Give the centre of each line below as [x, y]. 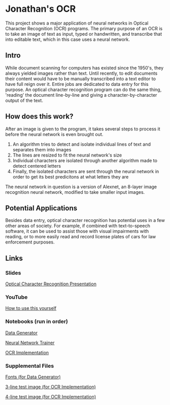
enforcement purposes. [30, 242]
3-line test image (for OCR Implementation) [51, 387]
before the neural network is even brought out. [54, 134]
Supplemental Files [30, 366]
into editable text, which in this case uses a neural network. [68, 39]
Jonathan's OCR [41, 9]
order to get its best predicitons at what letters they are [71, 176]
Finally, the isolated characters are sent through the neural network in [86, 171]
